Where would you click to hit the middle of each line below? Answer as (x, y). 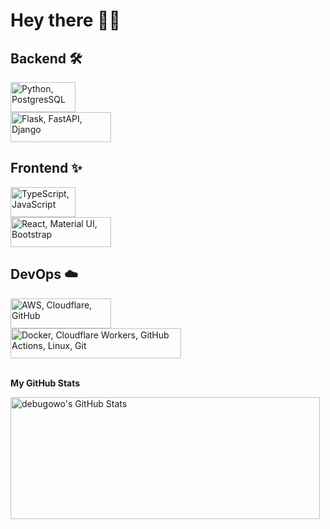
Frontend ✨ (46, 168)
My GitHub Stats (45, 383)
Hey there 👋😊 (65, 20)
